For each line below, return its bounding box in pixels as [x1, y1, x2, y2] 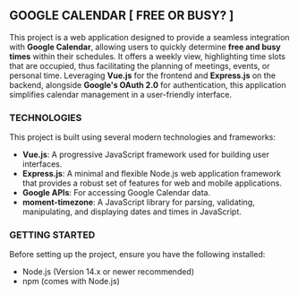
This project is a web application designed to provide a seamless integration [9, 31, 290, 42]
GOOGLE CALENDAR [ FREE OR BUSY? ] [9, 8, 234, 23]
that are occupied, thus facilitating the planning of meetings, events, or [9, 60, 270, 71]
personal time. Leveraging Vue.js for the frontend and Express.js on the [9, 70, 276, 81]
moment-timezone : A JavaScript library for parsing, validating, [21, 197, 255, 208]
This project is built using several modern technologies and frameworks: [9, 132, 276, 143]
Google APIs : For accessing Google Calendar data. [21, 187, 211, 198]
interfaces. [21, 159, 63, 169]
